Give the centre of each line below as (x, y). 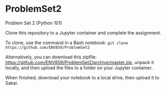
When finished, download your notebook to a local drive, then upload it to (82, 77)
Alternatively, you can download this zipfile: (51, 57)
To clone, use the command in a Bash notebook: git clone (67, 42)
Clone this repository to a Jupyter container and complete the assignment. (83, 33)
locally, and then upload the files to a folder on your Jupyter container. (79, 68)
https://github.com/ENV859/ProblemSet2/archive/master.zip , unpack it (80, 62)
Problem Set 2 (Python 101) (34, 23)
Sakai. (12, 83)
